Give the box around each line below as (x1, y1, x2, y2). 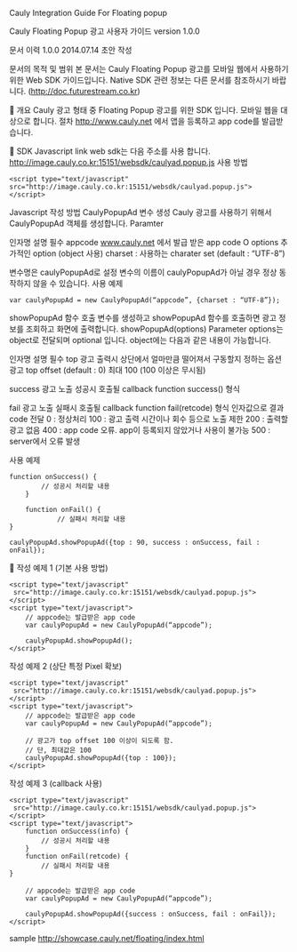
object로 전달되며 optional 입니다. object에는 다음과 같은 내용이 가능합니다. (9, 335, 271, 345)
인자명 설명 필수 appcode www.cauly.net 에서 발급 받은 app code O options (9, 237, 279, 247)
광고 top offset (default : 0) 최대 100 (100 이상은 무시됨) (9, 364, 206, 375)
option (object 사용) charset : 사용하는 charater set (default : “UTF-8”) (32, 248, 286, 259)
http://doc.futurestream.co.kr (30, 86, 138, 96)
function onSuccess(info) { (25, 827, 129, 836)
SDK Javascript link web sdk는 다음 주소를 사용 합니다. (16, 146, 211, 156)
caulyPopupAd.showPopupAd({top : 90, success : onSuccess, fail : (9, 538, 261, 547)
